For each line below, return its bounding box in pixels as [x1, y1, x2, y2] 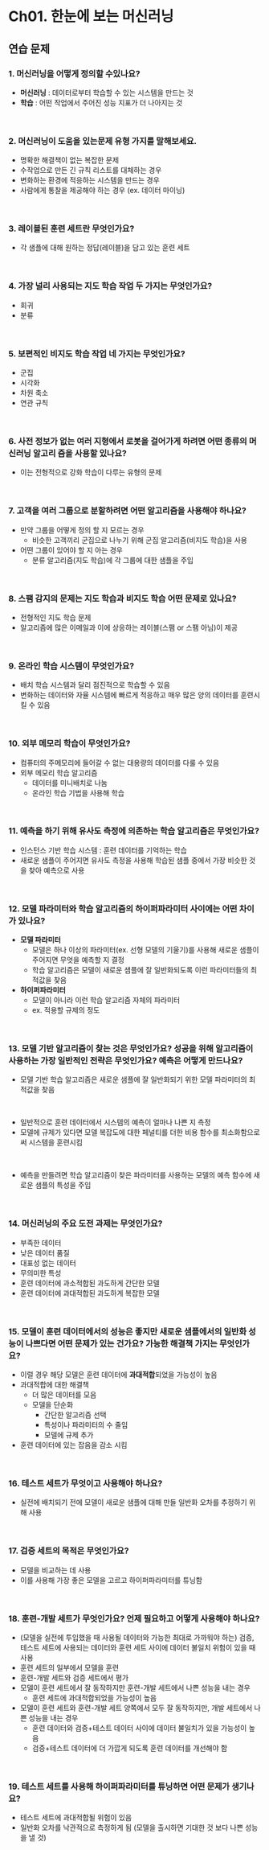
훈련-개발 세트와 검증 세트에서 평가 [19, 1672, 129, 1682]
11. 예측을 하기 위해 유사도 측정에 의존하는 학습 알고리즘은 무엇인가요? [8, 825, 259, 837]
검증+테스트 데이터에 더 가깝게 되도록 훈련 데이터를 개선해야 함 [31, 1743, 228, 1753]
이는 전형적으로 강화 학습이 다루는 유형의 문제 [19, 467, 162, 477]
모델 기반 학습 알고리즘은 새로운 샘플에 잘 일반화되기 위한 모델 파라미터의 [19, 1075, 247, 1084]
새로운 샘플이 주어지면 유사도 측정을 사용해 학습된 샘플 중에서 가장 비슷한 [19, 855, 247, 865]
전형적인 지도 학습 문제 [19, 612, 92, 622]
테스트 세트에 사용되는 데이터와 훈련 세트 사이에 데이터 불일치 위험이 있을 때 [19, 1642, 256, 1652]
